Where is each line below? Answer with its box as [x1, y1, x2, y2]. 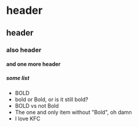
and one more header [6, 61, 61, 68]
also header [6, 46, 42, 54]
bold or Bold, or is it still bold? [14, 96, 89, 103]
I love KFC [14, 115, 41, 122]
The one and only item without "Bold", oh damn [14, 109, 132, 116]
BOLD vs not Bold [14, 102, 59, 110]
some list [6, 74, 30, 81]
